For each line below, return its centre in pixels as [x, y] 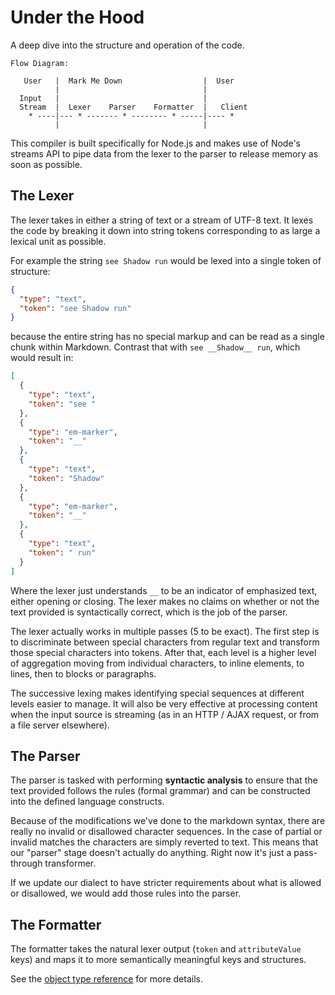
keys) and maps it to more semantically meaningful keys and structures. [158, 960]
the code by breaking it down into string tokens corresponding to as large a [165, 230]
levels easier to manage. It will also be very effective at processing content [164, 703]
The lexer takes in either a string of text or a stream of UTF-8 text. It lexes [162, 220]
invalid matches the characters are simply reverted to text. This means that [164, 842]
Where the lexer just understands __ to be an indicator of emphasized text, [164, 590]
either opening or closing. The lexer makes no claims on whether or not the [165, 601]
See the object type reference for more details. [106, 979]
